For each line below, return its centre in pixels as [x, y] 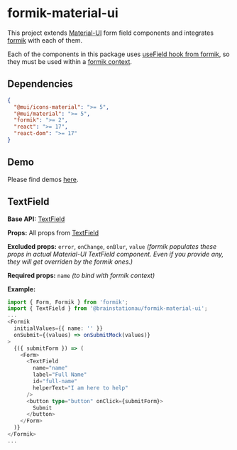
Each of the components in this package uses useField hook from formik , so [119, 54]
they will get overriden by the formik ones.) [70, 262]
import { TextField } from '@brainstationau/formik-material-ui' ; [108, 309]
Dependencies [40, 84]
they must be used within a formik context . [70, 61]
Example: [22, 289]
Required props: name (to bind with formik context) [81, 275]
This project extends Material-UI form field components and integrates [111, 33]
